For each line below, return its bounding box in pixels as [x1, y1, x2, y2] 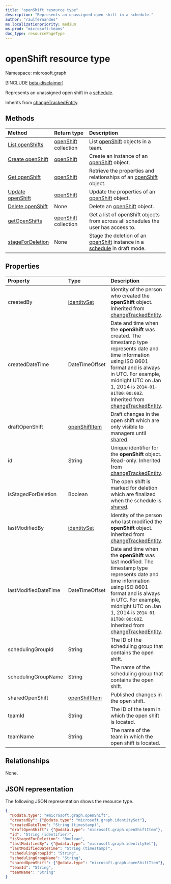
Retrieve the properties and [89, 167, 154, 174]
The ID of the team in [110, 705, 161, 712]
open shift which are [110, 417, 159, 424]
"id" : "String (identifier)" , [10, 832, 74, 837]
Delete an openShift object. [89, 203, 154, 210]
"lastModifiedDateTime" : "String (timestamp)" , [10, 846, 113, 851]
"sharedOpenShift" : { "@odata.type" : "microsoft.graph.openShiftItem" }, [10, 860, 165, 865]
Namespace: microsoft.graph [5, 70, 67, 76]
